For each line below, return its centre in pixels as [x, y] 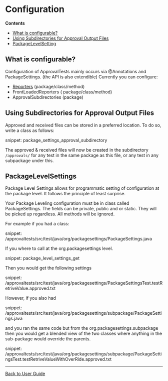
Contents [15, 23]
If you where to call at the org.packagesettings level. [59, 248]
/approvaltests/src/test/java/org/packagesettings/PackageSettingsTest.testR [84, 283]
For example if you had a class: [37, 224]
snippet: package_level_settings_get [42, 258]
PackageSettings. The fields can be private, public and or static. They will [81, 209]
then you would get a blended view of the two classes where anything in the [84, 334]
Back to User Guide [25, 374]
